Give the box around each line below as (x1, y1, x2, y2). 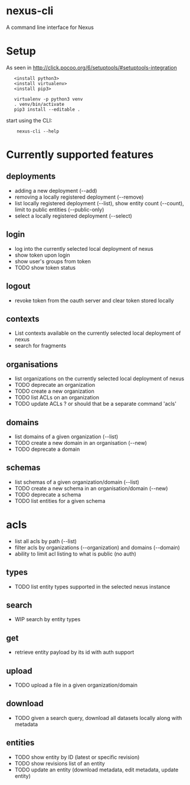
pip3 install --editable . (14, 106, 81, 112)
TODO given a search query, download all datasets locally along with (14, 714, 182, 721)
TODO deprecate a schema (14, 491, 81, 498)
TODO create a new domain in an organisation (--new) (14, 439, 148, 446)
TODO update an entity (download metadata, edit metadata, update (14, 766, 179, 773)
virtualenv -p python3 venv (14, 96, 83, 102)
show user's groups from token (14, 257, 91, 264)
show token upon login (14, 251, 71, 259)
